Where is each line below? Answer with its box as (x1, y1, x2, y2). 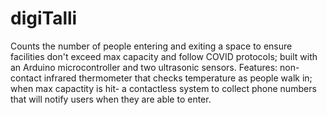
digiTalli (10, 7, 78, 30)
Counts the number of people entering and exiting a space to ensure (10, 40, 293, 52)
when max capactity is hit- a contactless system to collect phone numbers (10, 82, 317, 94)
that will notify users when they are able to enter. (10, 93, 212, 105)
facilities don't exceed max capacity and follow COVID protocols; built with (10, 50, 318, 62)
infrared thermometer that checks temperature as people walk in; (43, 72, 313, 84)
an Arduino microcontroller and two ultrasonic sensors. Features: (10, 61, 278, 73)
